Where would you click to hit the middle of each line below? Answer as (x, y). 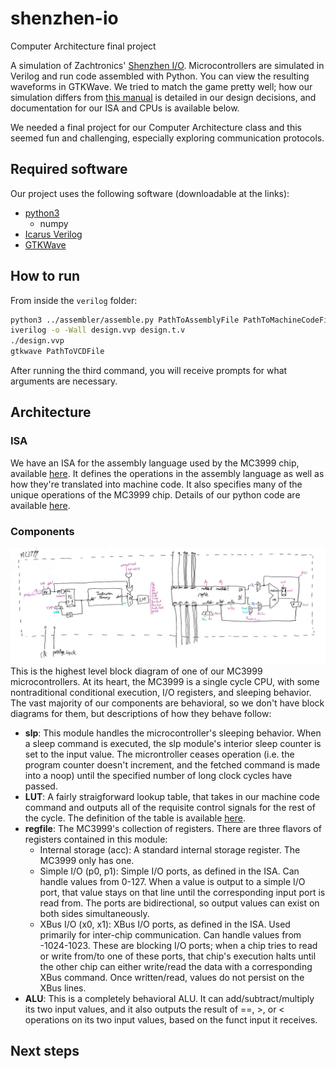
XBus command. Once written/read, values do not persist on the (172, 978)
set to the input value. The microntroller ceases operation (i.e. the (159, 754)
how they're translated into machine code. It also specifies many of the (156, 484)
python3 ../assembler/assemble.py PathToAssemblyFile (125, 320)
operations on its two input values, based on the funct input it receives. (171, 1020)
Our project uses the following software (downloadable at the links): (150, 193)
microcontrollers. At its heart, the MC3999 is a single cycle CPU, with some (165, 682)
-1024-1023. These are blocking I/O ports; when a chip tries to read (178, 946)
